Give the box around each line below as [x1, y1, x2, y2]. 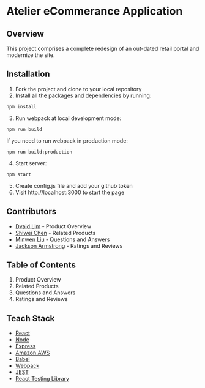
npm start [6, 171, 32, 177]
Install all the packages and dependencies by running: [15, 92, 152, 99]
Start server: [15, 159, 47, 166]
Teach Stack [6, 313, 55, 324]
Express [15, 343, 36, 350]
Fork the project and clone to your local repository [15, 85, 142, 92]
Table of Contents [6, 260, 76, 270]
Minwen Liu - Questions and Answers [15, 236, 110, 243]
